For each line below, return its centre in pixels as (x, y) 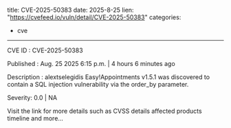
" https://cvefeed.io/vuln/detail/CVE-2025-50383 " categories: (94, 17)
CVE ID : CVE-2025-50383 (45, 50)
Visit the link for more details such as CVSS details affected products (104, 111)
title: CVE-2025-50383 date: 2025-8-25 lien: (70, 10)
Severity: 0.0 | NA (32, 98)
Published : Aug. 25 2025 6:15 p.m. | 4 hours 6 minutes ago (91, 64)
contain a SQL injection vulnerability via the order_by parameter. (98, 84)
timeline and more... (35, 118)
